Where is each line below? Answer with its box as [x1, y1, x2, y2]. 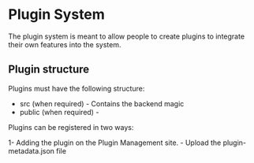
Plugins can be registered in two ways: [8, 122, 134, 132]
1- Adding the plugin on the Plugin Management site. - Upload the [8, 138, 222, 147]
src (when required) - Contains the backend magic [19, 98, 185, 108]
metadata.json [8, 146, 55, 155]
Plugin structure [8, 63, 90, 76]
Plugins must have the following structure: [8, 83, 145, 93]
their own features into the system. [8, 39, 121, 49]
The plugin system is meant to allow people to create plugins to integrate [8, 31, 245, 41]
